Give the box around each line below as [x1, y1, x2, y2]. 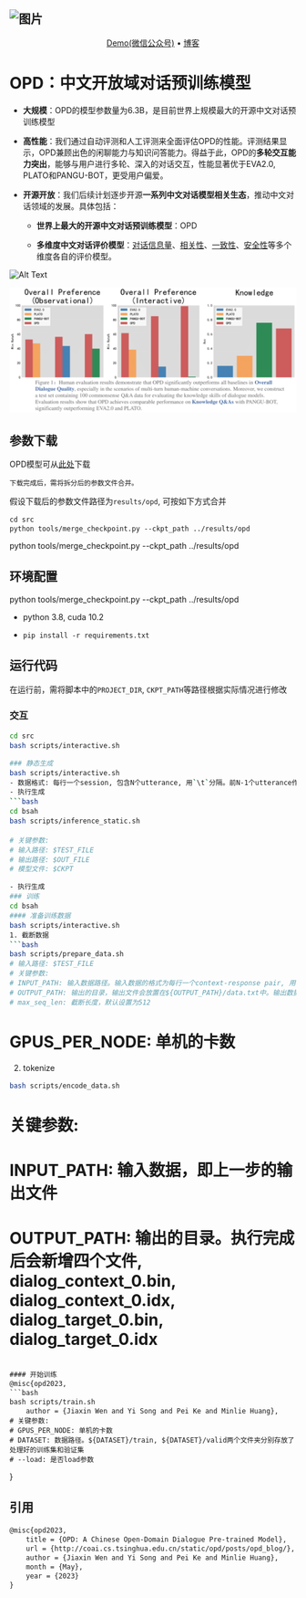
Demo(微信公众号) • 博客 [106, 37, 200, 48]
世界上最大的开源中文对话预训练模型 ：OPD [36, 220, 198, 231]
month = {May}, [25, 1562, 84, 1572]
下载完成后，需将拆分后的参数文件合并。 [9, 478, 138, 489]
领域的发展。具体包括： [30, 200, 119, 211]
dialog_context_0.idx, [9, 1290, 176, 1310]
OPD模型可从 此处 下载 [9, 458, 91, 470]
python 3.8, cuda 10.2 [22, 611, 105, 622]
